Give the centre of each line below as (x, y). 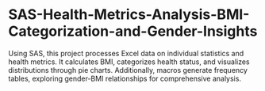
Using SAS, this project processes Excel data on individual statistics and (126, 53)
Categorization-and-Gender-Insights (133, 31)
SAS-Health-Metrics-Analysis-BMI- (129, 15)
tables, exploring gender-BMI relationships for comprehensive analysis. (125, 78)
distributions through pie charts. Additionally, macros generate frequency (128, 70)
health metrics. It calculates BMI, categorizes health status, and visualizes (129, 62)
